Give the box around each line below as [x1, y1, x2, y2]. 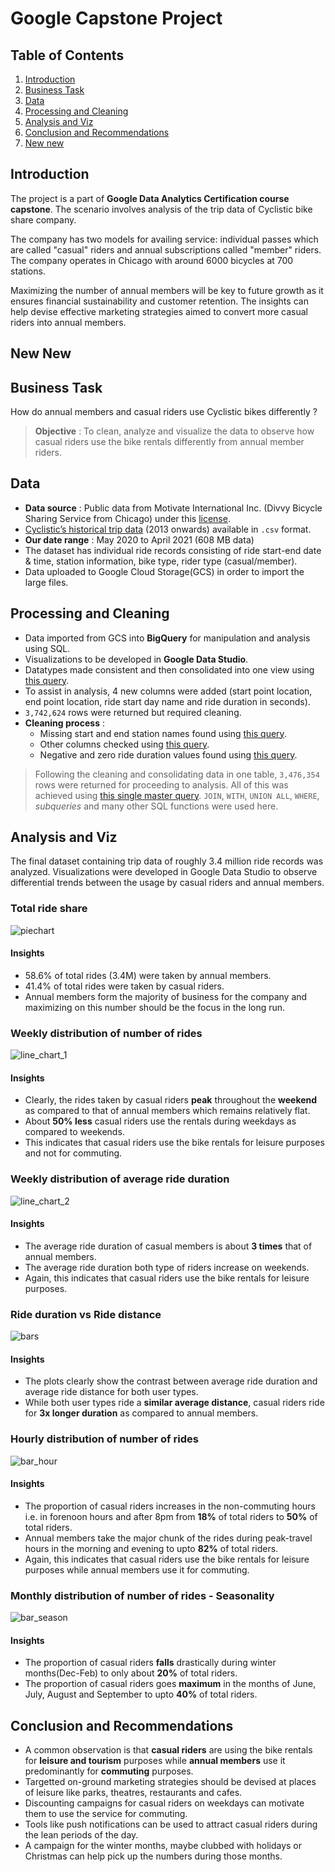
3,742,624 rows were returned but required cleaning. [24, 706, 242, 718]
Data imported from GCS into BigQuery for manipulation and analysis [24, 632, 311, 644]
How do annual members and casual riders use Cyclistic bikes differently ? [10, 406, 318, 418]
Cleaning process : [24, 717, 105, 729]
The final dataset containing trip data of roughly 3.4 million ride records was [10, 855, 324, 867]
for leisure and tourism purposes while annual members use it [24, 1755, 286, 1767]
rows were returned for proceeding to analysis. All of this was [34, 778, 289, 791]
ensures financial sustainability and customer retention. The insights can [10, 295, 309, 307]
